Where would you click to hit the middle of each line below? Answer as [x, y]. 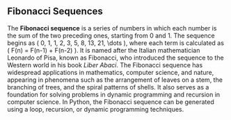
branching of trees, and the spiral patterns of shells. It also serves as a [108, 87]
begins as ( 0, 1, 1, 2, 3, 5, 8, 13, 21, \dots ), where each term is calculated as [116, 43]
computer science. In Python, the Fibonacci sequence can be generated [111, 102]
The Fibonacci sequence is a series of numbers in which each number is [112, 28]
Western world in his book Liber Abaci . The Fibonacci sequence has [105, 65]
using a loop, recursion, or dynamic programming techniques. [96, 109]
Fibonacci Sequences [55, 11]
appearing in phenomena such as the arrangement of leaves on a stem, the [115, 80]
